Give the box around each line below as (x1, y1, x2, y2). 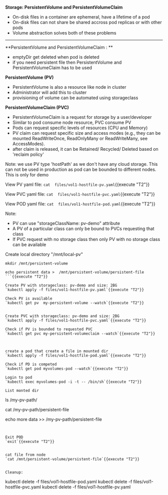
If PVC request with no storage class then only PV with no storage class (12, 236, 160, 242)
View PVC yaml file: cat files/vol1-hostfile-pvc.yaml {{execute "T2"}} (5, 191, 155, 197)
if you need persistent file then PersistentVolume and (12, 60, 122, 65)
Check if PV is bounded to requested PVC (5, 327, 93, 332)
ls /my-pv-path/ (5, 397, 37, 403)
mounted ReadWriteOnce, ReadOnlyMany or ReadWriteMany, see (12, 135, 148, 141)
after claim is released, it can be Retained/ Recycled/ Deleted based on (12, 146, 158, 152)
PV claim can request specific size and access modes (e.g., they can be (12, 130, 161, 136)
